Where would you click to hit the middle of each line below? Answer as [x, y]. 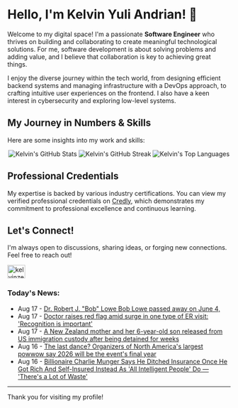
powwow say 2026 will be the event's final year [87, 353]
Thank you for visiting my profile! [56, 397]
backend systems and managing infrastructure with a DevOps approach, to [117, 85]
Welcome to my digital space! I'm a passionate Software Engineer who [111, 34]
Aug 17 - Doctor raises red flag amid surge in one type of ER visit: [113, 316]
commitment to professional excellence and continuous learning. [102, 208]
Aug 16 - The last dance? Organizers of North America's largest [110, 346]
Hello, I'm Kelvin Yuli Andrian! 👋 [102, 15]
